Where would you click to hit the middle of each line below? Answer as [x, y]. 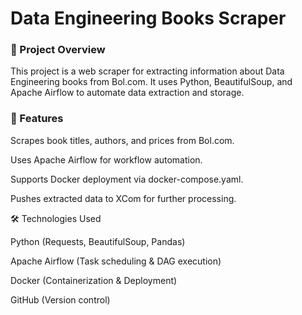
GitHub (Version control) [60, 299]
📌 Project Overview [58, 50]
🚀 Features [37, 119]
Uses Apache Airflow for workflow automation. [106, 159]
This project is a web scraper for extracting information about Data [147, 71]
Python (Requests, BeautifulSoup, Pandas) [98, 241]
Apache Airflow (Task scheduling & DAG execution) [116, 261]
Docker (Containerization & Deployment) [94, 280]
